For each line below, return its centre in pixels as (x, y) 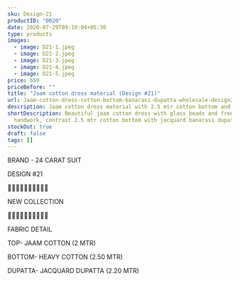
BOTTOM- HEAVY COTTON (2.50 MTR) (65, 257)
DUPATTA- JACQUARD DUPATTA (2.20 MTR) (74, 271)
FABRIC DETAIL (30, 230)
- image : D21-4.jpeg (44, 67)
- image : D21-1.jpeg (44, 47)
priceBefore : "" (31, 87)
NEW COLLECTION (36, 202)
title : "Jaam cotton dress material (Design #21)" (84, 93)
